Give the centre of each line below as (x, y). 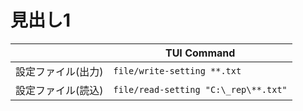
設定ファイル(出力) (59, 71)
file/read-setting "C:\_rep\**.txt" (200, 89)
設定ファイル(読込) (59, 90)
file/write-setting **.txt (177, 70)
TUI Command (200, 53)
